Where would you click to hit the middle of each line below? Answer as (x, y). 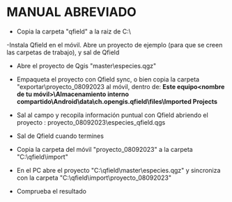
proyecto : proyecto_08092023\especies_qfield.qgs (91, 122)
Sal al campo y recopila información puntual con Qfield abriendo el (112, 115)
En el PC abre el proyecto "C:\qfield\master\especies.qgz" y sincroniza (118, 170)
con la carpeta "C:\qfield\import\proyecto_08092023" (94, 178)
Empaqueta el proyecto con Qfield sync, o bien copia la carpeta (108, 79)
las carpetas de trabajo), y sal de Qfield (63, 52)
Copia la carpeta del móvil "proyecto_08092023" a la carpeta (105, 149)
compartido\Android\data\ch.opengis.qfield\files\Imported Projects (117, 101)
